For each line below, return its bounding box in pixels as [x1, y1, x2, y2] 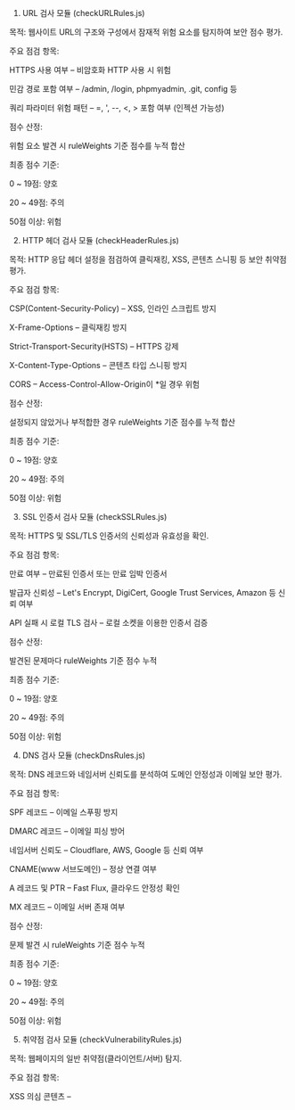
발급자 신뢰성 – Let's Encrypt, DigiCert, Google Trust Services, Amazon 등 [9, 588, 276, 597]
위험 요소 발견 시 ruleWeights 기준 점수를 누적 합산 [9, 141, 185, 151]
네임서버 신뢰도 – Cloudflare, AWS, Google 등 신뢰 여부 [9, 845, 204, 855]
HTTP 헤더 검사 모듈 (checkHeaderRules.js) [21, 235, 180, 245]
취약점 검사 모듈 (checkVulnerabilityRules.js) [21, 1034, 183, 1045]
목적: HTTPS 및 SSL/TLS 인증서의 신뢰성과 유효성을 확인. [9, 530, 209, 541]
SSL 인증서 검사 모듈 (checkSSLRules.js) [21, 512, 168, 522]
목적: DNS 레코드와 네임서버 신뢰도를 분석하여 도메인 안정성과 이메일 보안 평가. [9, 769, 283, 779]
